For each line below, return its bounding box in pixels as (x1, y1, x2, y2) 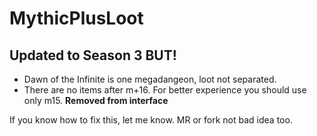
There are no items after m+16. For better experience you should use (23, 84, 307, 96)
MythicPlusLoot (9, 7, 144, 30)
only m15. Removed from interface (23, 95, 169, 106)
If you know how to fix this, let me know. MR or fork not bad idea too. (9, 114, 293, 126)
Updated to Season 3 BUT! (9, 47, 177, 64)
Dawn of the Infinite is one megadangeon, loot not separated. (23, 73, 277, 85)
